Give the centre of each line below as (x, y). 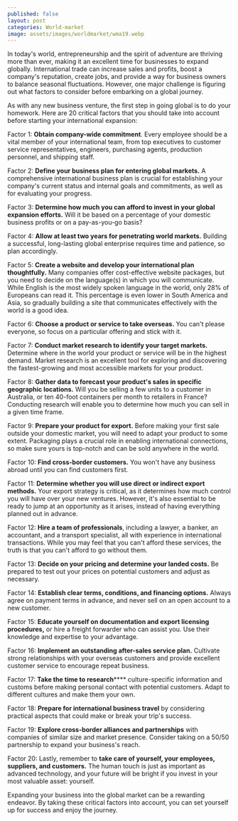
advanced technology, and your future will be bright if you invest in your (113, 774)
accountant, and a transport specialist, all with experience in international (115, 535)
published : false (33, 14)
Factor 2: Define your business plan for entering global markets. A (107, 171)
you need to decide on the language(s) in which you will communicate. (111, 280)
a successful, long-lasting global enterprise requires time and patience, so (116, 244)
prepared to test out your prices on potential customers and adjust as (109, 572)
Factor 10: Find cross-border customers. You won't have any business (112, 462)
